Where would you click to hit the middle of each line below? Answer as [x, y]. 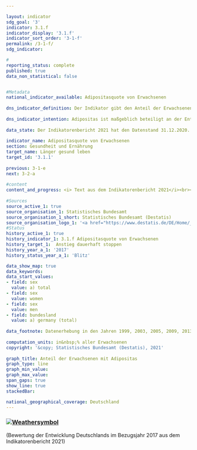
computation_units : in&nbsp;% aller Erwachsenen [67, 342]
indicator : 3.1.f [27, 28]
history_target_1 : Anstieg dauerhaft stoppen [64, 244]
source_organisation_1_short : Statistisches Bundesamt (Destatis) [89, 217]
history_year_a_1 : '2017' [38, 250]
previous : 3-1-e [26, 168]
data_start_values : [30, 277]
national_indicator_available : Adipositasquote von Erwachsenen [86, 97]
